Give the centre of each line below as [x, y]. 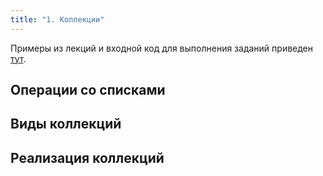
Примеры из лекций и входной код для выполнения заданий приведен [162, 48]
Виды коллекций [66, 124]
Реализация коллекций [87, 157]
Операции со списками [88, 90]
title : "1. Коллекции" [57, 19]
